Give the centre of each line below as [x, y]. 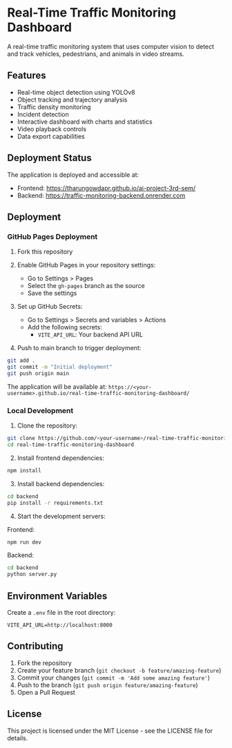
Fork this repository [45, 252]
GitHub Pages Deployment [52, 236]
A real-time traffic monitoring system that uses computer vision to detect [111, 46]
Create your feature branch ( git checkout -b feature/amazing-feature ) [119, 670]
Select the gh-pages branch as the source [86, 286]
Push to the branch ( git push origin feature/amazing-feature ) [107, 684]
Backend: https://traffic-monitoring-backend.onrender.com [101, 195]
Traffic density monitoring [54, 107]
